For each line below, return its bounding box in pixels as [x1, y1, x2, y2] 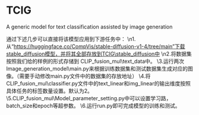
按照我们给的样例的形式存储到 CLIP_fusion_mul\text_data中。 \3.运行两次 [6, 57, 185, 65]
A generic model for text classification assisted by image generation [6, 23, 173, 30]
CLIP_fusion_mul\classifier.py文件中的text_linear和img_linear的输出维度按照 [6, 79, 191, 87]
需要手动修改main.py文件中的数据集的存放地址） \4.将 [18, 72, 151, 79]
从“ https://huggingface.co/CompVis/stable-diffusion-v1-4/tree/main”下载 [6, 43, 185, 50]
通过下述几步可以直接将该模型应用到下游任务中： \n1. [6, 35, 136, 42]
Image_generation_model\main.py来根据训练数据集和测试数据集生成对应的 [6, 65, 188, 72]
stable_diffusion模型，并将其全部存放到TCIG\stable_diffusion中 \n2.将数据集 [6, 50, 192, 57]
